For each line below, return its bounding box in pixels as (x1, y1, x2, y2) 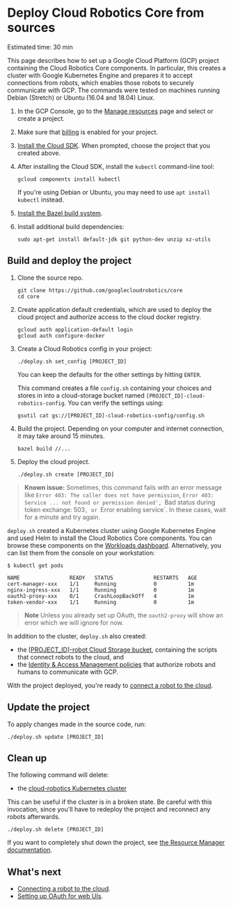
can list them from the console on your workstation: (7, 548, 155, 557)
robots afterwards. (7, 813, 61, 821)
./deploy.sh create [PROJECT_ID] (17, 471, 115, 478)
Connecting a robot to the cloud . (17, 885, 111, 893)
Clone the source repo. (17, 273, 83, 282)
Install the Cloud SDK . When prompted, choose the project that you (17, 141, 211, 149)
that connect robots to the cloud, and (17, 652, 124, 661)
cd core (17, 293, 40, 300)
